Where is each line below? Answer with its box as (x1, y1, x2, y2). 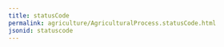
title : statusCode (8, 11, 70, 20)
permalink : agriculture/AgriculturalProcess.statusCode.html (8, 19, 217, 27)
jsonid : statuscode (8, 26, 74, 34)
